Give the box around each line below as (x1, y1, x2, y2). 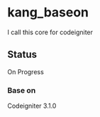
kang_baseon (7, 4, 89, 21)
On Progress (7, 67, 44, 76)
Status (7, 49, 38, 61)
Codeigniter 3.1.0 (7, 101, 57, 111)
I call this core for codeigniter (7, 28, 94, 36)
